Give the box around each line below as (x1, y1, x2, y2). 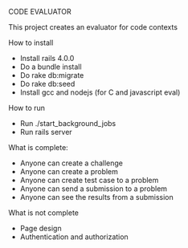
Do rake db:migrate (19, 71, 84, 79)
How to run (8, 104, 46, 112)
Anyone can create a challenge (19, 158, 123, 168)
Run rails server (19, 128, 72, 136)
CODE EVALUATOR (8, 7, 72, 16)
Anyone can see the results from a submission (19, 193, 174, 201)
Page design (19, 224, 62, 233)
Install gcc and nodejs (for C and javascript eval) (19, 87, 181, 97)
